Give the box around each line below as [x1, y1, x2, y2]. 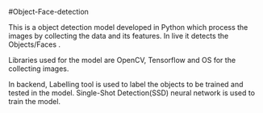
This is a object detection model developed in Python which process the [8, 23, 248, 31]
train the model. [8, 97, 61, 106]
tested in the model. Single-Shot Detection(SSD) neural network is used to [8, 88, 256, 98]
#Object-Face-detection [8, 7, 89, 16]
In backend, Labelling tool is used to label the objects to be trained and [8, 80, 244, 89]
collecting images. [8, 64, 69, 73]
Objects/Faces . [8, 40, 61, 49]
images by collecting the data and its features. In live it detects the [8, 31, 229, 40]
